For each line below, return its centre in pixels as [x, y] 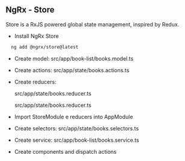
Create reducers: [35, 82]
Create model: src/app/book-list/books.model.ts [74, 58]
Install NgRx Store [37, 36]
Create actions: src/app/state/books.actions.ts [72, 70]
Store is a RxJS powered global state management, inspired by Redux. [92, 24]
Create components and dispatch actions [65, 151]
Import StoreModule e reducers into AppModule [74, 117]
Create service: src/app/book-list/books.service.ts [77, 140]
